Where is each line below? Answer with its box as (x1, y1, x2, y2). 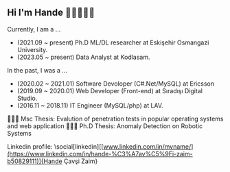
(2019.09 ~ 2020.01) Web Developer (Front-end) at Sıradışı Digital (16, 86, 203, 95)
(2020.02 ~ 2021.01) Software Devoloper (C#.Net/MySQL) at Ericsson (16, 79, 215, 88)
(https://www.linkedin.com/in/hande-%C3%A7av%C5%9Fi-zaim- (7, 149, 194, 158)
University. (16, 45, 48, 53)
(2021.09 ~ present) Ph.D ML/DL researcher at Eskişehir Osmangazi (16, 38, 209, 47)
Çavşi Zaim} (64, 157, 98, 165)
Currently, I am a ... (7, 25, 61, 33)
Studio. (16, 94, 38, 102)
